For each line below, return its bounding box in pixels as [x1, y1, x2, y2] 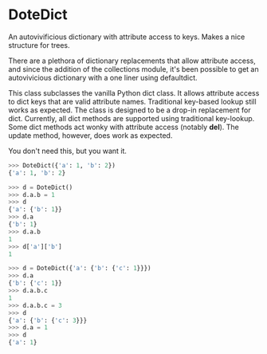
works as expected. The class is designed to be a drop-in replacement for [8, 105, 251, 115]
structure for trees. [8, 40, 70, 49]
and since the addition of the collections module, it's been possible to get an [8, 64, 259, 73]
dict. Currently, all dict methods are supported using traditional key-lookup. [8, 113, 255, 123]
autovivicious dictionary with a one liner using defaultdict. [8, 73, 198, 82]
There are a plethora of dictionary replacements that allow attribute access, [8, 56, 257, 65]
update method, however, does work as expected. [8, 130, 173, 140]
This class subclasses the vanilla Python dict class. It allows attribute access [8, 88, 260, 97]
